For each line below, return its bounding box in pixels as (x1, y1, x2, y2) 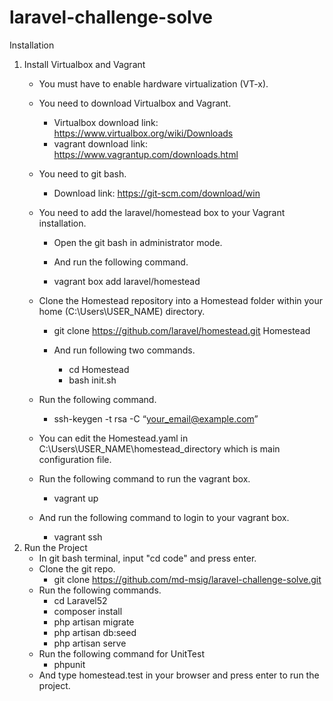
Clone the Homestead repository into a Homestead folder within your (38, 294, 324, 306)
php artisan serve (53, 637, 127, 649)
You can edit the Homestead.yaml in (38, 432, 189, 444)
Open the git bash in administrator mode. (53, 236, 223, 248)
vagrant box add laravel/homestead (53, 275, 201, 287)
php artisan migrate (53, 616, 135, 628)
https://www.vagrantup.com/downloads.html (53, 148, 239, 160)
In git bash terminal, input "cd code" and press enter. (38, 552, 257, 564)
